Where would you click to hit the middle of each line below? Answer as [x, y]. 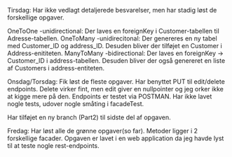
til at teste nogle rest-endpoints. [53, 145]
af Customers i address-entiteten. [56, 68]
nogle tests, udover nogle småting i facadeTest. [76, 104]
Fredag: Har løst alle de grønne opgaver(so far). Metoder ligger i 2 [103, 131]
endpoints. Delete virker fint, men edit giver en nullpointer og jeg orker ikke [116, 89]
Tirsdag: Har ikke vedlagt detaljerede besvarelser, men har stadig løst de [112, 10]
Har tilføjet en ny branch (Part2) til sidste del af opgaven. [89, 117]
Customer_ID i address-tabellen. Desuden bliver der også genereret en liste [116, 61]
